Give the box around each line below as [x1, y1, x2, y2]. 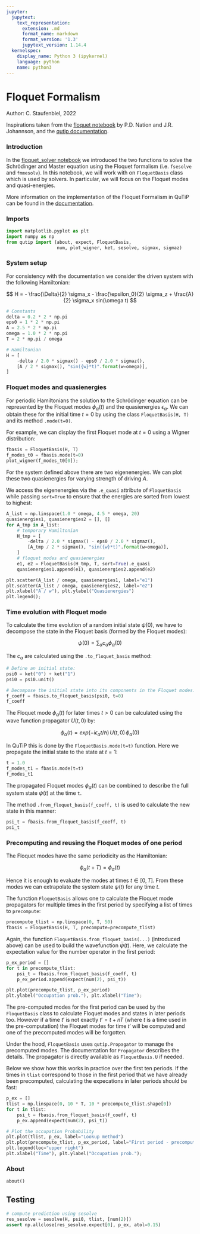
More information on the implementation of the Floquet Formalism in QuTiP [6, 193, 189, 200]
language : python [17, 59, 60, 65]
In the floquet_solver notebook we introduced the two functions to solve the [6, 156, 192, 163]
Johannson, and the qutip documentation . [6, 128, 109, 135]
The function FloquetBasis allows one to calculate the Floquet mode [6, 895, 174, 902]
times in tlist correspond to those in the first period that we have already [6, 1071, 187, 1079]
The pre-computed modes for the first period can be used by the [6, 1003, 165, 1011]
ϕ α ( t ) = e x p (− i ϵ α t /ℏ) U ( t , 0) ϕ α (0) [60, 729, 140, 737]
